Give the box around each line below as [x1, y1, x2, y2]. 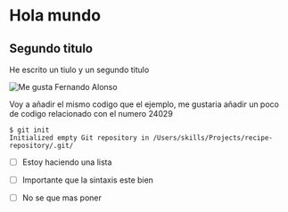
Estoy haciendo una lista [21, 157, 112, 167]
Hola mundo [9, 5, 101, 26]
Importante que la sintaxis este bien [21, 175, 154, 185]
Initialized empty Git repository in [9, 134, 150, 143]
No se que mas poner [21, 192, 103, 203]
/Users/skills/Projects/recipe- [152, 134, 274, 143]
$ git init [9, 126, 50, 135]
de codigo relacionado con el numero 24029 [9, 109, 174, 118]
